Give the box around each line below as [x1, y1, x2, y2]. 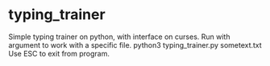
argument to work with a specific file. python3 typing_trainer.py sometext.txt [8, 40, 262, 49]
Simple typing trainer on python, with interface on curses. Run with [8, 32, 231, 41]
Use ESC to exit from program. [8, 49, 110, 58]
